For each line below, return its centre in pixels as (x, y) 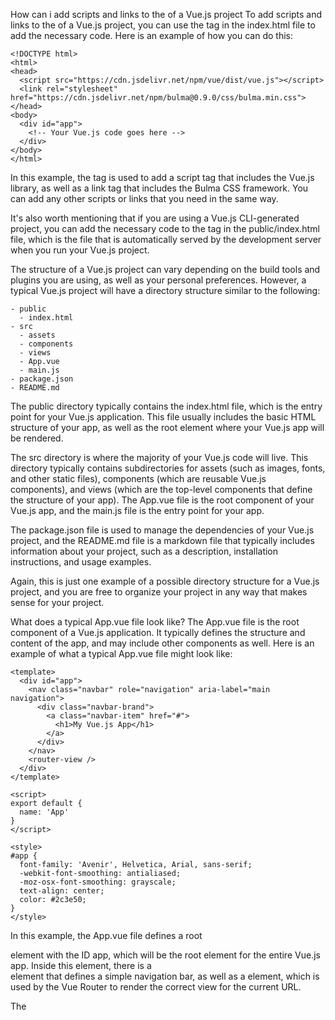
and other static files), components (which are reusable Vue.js (138, 478)
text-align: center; (62, 891)
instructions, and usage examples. (81, 562)
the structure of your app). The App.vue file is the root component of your (162, 500)
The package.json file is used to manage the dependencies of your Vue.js (162, 530)
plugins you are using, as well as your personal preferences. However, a (158, 280)
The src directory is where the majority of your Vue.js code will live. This (159, 457)
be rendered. (37, 438)
